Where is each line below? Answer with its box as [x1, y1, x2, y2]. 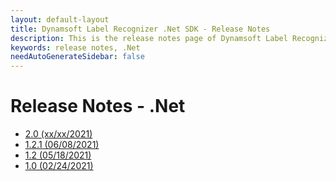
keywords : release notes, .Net [10, 42, 141, 53]
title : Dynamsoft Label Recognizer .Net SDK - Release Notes [10, 24, 271, 34]
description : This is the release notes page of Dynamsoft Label [10, 33, 288, 43]
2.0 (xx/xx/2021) [24, 128, 93, 140]
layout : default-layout [10, 14, 110, 25]
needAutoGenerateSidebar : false [10, 52, 145, 62]
